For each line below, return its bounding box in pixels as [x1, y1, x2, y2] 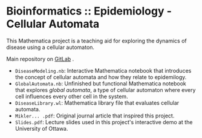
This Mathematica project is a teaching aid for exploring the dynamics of [6, 37, 187, 44]
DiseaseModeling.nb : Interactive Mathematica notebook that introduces [15, 67, 192, 74]
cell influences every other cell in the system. [15, 93, 128, 100]
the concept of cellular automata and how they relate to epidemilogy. [15, 73, 187, 80]
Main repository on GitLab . [6, 55, 74, 62]
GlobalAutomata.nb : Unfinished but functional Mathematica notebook [15, 80, 186, 87]
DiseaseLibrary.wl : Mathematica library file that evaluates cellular [15, 99, 180, 107]
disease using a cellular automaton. [6, 44, 95, 51]
